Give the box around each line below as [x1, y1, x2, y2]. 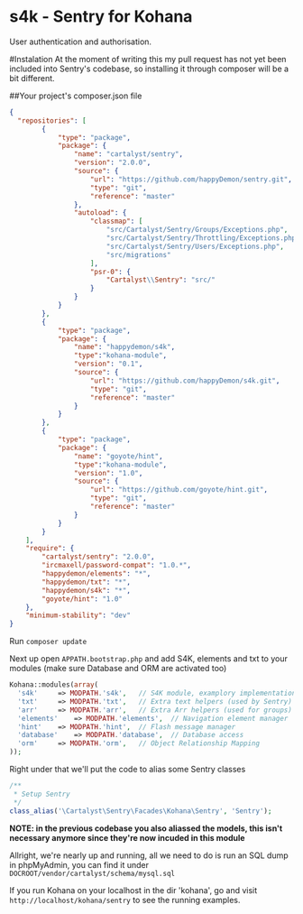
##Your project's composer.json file [9, 90, 142, 101]
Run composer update [9, 636, 87, 647]
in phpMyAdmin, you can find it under [9, 859, 150, 870]
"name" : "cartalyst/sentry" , [73, 150, 183, 159]
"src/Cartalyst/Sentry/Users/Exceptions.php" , [106, 242, 284, 251]
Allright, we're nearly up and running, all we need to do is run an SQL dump [9, 850, 289, 861]
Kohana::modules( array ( [9, 680, 99, 689]
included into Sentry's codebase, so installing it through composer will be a [9, 63, 289, 74]
